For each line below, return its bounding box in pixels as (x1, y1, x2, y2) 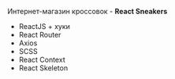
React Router (18, 31, 61, 39)
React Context (18, 55, 65, 64)
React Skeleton (18, 63, 69, 73)
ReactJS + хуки (18, 22, 70, 31)
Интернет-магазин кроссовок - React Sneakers (7, 7, 168, 16)
